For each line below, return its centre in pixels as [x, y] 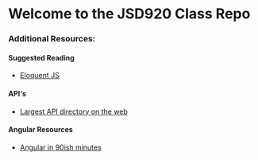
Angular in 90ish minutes [60, 147]
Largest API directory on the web [74, 111]
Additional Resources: [52, 39]
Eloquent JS [39, 76]
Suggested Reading [42, 57]
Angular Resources [40, 130]
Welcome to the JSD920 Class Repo [129, 14]
